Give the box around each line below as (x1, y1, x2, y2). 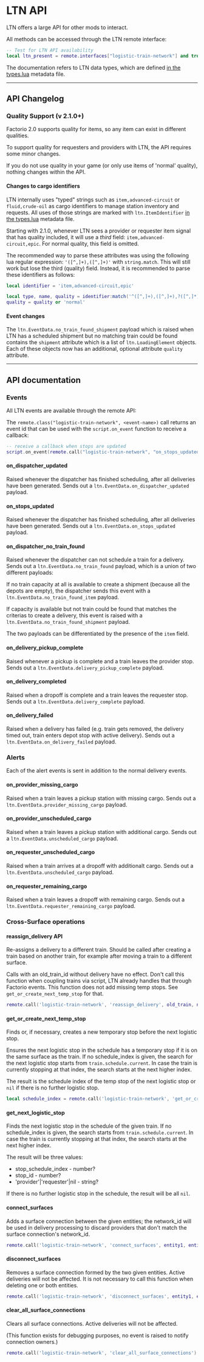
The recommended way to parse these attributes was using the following (6, 251, 189, 259)
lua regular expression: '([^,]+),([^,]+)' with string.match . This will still (6, 258, 191, 265)
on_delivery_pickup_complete (6, 644, 84, 651)
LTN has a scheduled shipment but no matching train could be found (6, 332, 178, 340)
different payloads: (6, 569, 53, 577)
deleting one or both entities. (6, 1281, 79, 1289)
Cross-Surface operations (6, 918, 86, 926)
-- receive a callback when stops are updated (6, 444, 126, 450)
